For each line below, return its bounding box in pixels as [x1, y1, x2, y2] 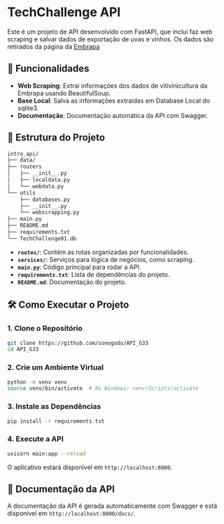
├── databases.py [20, 196, 71, 203]
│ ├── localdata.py [7, 176, 71, 183]
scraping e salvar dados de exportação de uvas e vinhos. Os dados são [7, 34, 214, 43]
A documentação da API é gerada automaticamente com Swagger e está [7, 502, 218, 510]
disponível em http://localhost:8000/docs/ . [7, 509, 136, 518]
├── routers [7, 163, 42, 171]
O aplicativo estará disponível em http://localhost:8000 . [7, 463, 173, 471]
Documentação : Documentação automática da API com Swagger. [17, 111, 209, 119]
